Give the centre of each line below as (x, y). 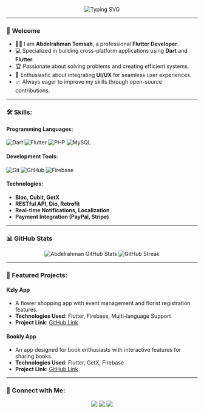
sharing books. (34, 356)
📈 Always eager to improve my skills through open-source (89, 82)
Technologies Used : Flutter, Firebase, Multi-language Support (93, 316)
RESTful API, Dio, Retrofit (47, 204)
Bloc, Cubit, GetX (37, 197)
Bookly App (21, 336)
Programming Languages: (40, 129)
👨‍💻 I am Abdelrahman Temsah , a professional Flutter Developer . (97, 44)
